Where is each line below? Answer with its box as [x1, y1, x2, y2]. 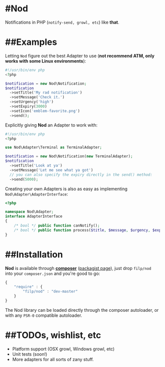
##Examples [5, 36, 57, 48]
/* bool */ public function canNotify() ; [14, 223, 100, 228]
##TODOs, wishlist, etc [5, 330, 102, 341]
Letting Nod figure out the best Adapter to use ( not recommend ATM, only [5, 53, 155, 59]
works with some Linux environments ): [5, 58, 86, 64]
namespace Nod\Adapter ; [5, 209, 54, 214]
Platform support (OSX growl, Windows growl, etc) [12, 346, 115, 352]
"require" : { [14, 284, 43, 290]
